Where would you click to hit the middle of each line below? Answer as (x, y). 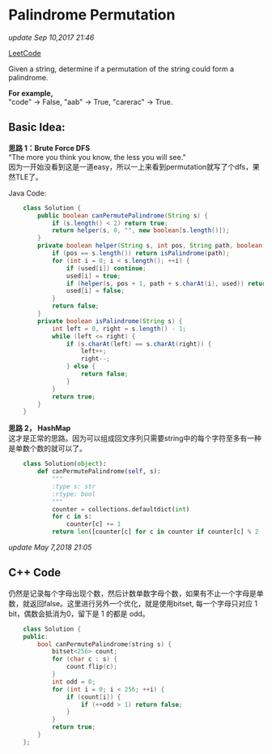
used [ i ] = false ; (96, 291)
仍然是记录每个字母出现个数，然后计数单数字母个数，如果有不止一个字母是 (132, 593)
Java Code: (28, 193)
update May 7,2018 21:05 (50, 547)
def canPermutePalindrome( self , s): (99, 472)
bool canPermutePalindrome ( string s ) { (105, 644)
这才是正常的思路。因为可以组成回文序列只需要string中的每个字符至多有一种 (135, 438)
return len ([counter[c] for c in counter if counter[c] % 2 (155, 532)
